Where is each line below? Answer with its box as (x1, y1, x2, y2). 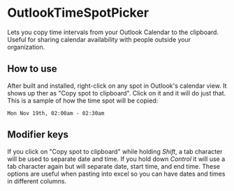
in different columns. (7, 176, 67, 185)
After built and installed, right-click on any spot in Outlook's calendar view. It (7, 82, 227, 90)
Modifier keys (7, 129, 68, 141)
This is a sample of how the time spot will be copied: (7, 96, 159, 105)
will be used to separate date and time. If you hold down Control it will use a (7, 155, 226, 163)
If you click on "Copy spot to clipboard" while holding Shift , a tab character (7, 147, 223, 155)
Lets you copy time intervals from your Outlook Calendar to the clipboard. (7, 28, 219, 36)
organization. (7, 43, 45, 51)
